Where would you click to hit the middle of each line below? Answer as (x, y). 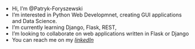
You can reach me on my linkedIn (53, 40)
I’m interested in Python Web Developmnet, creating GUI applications (97, 15)
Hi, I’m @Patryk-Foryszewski (47, 9)
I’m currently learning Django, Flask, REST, (64, 27)
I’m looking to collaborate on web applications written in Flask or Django (100, 34)
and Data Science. (34, 21)
